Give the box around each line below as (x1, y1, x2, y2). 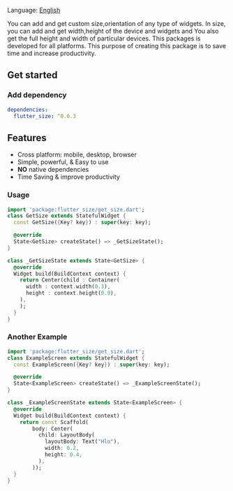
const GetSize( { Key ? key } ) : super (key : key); (13, 219, 151, 226)
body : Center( (32, 425, 73, 432)
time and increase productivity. (7, 49, 96, 57)
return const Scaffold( (20, 418, 89, 425)
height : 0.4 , (44, 451, 82, 458)
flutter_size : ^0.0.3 (13, 112, 77, 119)
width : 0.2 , (44, 445, 80, 452)
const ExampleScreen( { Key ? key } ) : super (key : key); (13, 361, 170, 368)
